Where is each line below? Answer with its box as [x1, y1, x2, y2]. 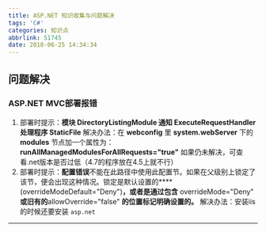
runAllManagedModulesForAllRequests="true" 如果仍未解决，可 [19, 147, 237, 157]
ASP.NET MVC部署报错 [8, 98, 97, 109]
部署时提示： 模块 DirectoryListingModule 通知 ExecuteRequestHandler [19, 117, 256, 127]
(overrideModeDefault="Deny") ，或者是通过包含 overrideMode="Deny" [19, 187, 254, 196]
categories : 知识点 [8, 26, 69, 34]
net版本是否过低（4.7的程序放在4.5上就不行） [28, 157, 178, 166]
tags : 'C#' [8, 19, 44, 27]
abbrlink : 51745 [8, 33, 62, 42]
